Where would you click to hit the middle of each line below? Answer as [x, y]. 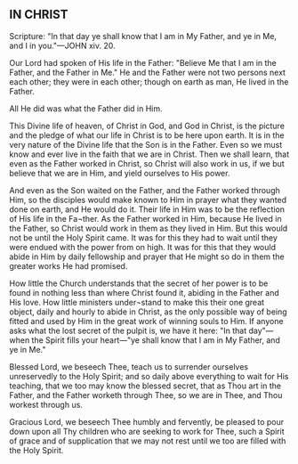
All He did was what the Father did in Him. [86, 108]
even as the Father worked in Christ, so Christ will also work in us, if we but [147, 163]
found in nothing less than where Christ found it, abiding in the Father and [145, 292]
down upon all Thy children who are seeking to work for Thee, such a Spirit [147, 431]
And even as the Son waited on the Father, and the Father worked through [145, 190]
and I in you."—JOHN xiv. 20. [62, 45]
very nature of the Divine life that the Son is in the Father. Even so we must [146, 144]
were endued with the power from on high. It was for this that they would [142, 247]
